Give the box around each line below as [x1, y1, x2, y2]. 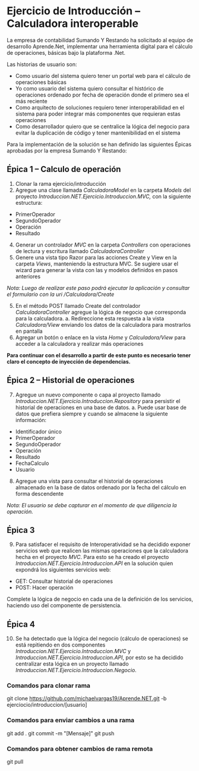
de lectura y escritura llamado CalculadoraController [15, 247, 144, 254]
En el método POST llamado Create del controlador [15, 302, 141, 309]
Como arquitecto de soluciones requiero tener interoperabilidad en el [15, 104, 185, 111]
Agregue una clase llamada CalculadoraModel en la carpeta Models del [15, 186, 191, 193]
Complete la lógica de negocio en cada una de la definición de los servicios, [7, 595, 194, 603]
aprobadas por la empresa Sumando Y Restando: [7, 147, 127, 154]
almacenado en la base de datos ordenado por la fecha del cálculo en [15, 483, 187, 491]
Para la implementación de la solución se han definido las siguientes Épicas [7, 141, 192, 148]
